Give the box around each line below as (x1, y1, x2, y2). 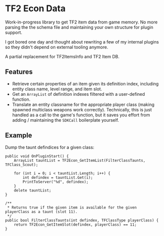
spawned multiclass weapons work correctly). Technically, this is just (12, 107, 152, 112)
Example (5, 131, 32, 140)
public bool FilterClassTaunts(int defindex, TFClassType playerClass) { (5, 218, 159, 223)
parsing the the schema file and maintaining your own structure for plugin (5, 24, 153, 30)
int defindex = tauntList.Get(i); (23, 175, 93, 180)
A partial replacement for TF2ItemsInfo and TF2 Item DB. (5, 53, 120, 59)
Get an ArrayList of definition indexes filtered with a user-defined (12, 91, 145, 97)
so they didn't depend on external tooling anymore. (5, 44, 109, 50)
